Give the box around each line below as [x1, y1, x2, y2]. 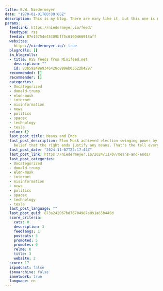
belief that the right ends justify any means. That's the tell [14, 143, 147, 148]
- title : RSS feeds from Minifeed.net [9, 57, 88, 62]
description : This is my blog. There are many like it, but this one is [5, 16, 155, 21]
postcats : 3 [14, 233, 38, 238]
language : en [9, 278, 36, 284]
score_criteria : [9, 215, 42, 220]
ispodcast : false [9, 265, 45, 270]
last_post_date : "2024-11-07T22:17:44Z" [9, 147, 92, 152]
